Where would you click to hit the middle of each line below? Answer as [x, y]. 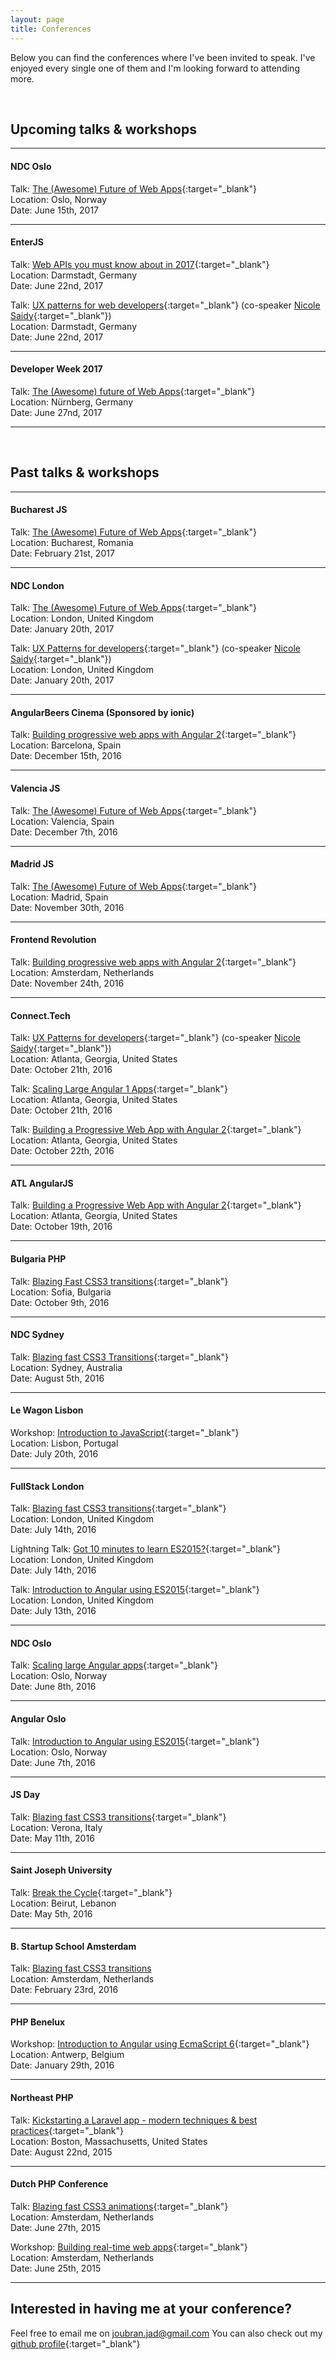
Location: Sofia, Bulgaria [61, 1292]
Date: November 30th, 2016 [67, 907]
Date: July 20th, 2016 [54, 1453]
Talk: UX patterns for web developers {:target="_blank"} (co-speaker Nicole [165, 305]
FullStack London [47, 1486]
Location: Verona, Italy [56, 1827]
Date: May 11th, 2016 [52, 1838]
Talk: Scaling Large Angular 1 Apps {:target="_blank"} [119, 1089]
